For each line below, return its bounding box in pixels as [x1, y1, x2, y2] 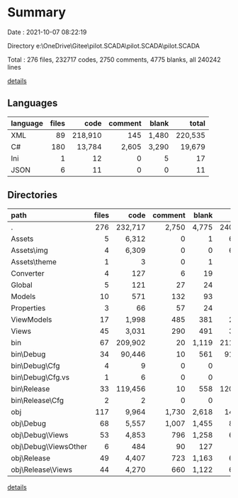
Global [11, 280, 33, 290]
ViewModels [11, 314, 52, 324]
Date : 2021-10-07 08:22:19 [7, 28, 87, 36]
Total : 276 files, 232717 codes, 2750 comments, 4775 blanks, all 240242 [7, 55, 221, 64]
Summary [7, 4, 66, 21]
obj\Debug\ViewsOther [11, 441, 87, 451]
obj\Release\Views [11, 465, 73, 475]
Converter [11, 268, 45, 278]
